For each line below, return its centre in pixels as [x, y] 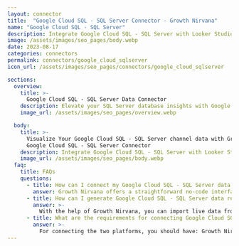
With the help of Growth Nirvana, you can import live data [130, 212]
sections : [22, 80]
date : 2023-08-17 [33, 47]
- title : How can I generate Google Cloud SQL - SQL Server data [125, 198]
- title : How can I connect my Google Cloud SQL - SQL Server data [128, 185]
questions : [36, 178]
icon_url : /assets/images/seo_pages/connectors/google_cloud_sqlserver [116, 67]
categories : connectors [43, 54]
